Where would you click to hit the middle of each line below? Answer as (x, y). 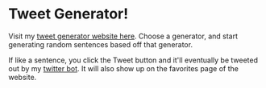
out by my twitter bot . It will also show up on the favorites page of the (124, 68)
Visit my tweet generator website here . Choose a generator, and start (123, 36)
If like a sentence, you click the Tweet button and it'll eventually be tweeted (133, 60)
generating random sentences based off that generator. (101, 44)
